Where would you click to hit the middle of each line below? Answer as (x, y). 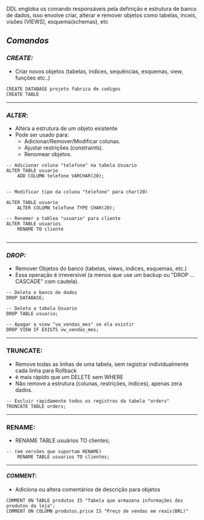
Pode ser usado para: (42, 135)
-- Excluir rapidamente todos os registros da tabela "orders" (88, 401)
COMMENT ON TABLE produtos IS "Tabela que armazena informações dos (95, 501)
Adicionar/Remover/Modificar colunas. (72, 141)
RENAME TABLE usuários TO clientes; (63, 440)
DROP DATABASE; (25, 298)
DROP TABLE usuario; (32, 314)
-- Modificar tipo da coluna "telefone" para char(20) (77, 192)
